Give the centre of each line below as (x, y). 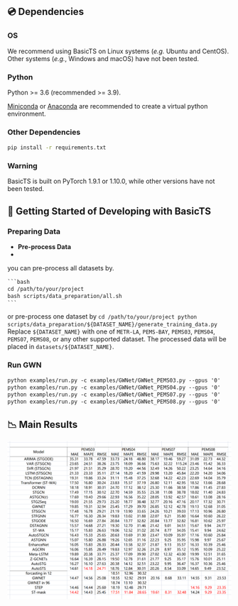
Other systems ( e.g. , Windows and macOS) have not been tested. (103, 58)
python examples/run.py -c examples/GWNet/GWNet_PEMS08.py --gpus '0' (114, 402)
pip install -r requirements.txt (57, 148)
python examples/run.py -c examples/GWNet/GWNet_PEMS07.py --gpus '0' (114, 395)
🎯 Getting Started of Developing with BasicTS (109, 211)
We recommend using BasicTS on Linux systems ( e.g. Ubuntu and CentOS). (118, 51)
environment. (27, 114)
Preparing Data (34, 231)
